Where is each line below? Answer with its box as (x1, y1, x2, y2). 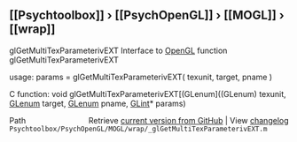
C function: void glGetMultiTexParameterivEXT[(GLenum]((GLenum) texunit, (9, 88, 286, 99)
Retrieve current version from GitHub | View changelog (88, 115, 289, 125)
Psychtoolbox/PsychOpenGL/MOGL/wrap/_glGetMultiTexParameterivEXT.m (9, 124, 268, 133)
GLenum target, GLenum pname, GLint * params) (9, 98, 186, 108)
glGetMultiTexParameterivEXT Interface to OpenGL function (9, 45, 228, 56)
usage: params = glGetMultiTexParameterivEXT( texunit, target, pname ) (9, 71, 273, 82)
